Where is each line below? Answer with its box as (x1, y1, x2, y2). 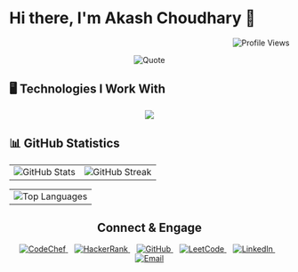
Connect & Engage (96, 220, 203, 235)
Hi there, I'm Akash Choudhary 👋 (9, 8, 256, 28)
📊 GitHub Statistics (9, 136, 120, 151)
